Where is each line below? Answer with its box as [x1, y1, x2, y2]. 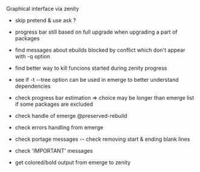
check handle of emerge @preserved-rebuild [14, 112, 128, 119]
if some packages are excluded [14, 100, 93, 108]
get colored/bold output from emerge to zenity [14, 159, 131, 166]
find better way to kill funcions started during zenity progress [14, 64, 167, 72]
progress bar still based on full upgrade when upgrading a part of [14, 28, 178, 35]
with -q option [14, 53, 50, 60]
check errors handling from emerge [14, 124, 104, 131]
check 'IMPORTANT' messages [14, 147, 93, 154]
